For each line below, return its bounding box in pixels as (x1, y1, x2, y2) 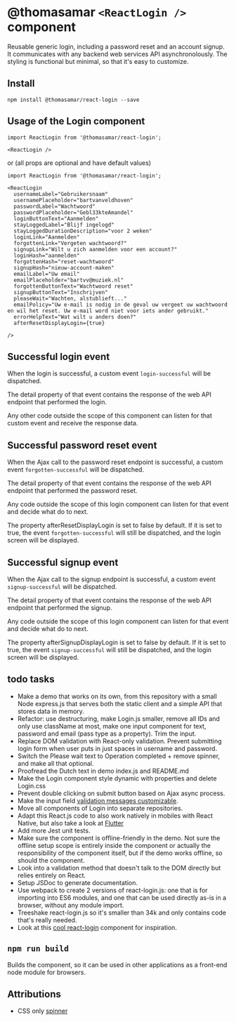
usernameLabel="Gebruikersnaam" (13, 190, 109, 197)
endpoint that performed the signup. (7, 604, 112, 611)
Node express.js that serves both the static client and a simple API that (17, 699, 223, 708)
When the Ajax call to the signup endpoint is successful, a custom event (7, 575, 216, 583)
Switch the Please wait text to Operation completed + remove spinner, (17, 752, 220, 760)
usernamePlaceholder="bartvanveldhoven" (13, 197, 133, 204)
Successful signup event (7, 556, 119, 569)
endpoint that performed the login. (7, 398, 107, 406)
